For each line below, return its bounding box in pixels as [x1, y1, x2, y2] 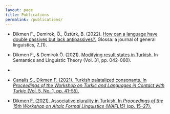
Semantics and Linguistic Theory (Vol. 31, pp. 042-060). [12, 57, 132, 63]
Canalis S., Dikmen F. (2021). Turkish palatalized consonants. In [12, 77, 147, 83]
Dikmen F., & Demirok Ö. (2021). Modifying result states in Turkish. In [12, 52, 158, 58]
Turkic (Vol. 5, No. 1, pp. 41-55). [12, 88, 79, 94]
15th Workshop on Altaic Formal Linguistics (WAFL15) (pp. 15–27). [12, 103, 152, 109]
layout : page [5, 7, 33, 13]
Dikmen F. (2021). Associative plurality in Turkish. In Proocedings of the [12, 98, 164, 104]
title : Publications [5, 12, 50, 17]
